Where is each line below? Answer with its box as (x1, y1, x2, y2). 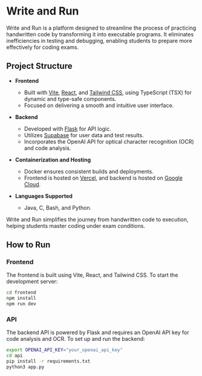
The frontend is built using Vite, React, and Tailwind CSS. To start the (6, 271, 178, 279)
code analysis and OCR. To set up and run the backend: (6, 335, 145, 343)
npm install (6, 295, 36, 302)
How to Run (6, 240, 51, 250)
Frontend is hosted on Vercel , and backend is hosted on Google (24, 174, 183, 181)
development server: (6, 278, 58, 285)
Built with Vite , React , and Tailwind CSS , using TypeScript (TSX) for (24, 89, 192, 96)
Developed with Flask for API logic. (24, 125, 112, 132)
